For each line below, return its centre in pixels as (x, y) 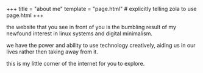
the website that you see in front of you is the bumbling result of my (91, 27)
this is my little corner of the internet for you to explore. (76, 64)
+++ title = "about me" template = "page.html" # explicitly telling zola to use (101, 9)
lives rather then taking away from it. (52, 52)
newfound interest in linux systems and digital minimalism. (79, 33)
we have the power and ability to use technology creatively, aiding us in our (101, 45)
